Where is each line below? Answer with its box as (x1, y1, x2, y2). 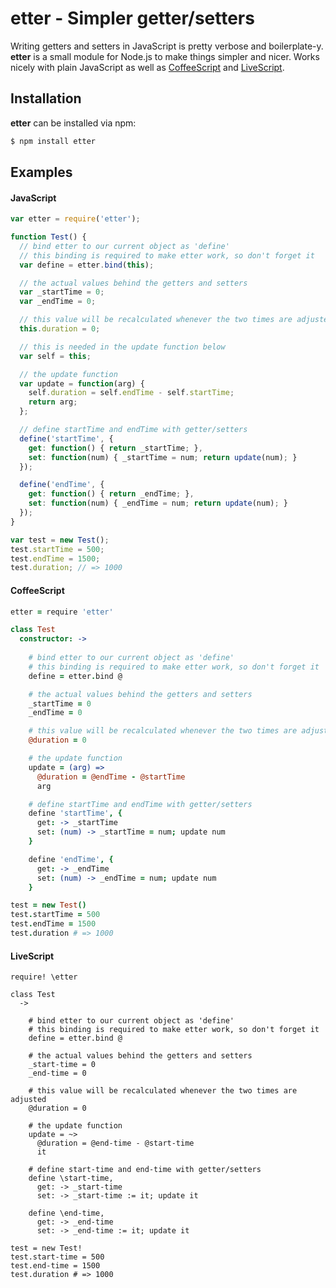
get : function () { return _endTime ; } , (28, 489, 195, 499)
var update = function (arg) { (19, 378, 145, 389)
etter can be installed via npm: (10, 117, 137, 129)
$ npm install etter (10, 136, 97, 146)
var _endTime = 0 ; (19, 297, 97, 307)
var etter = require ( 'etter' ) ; (10, 214, 141, 224)
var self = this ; (19, 351, 92, 361)
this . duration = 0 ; (19, 324, 101, 334)
